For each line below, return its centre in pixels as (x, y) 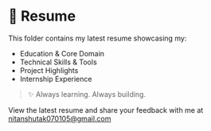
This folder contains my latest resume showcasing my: (98, 38)
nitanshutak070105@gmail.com (60, 118)
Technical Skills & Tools (58, 62)
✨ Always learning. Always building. (86, 94)
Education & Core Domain (62, 53)
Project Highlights (49, 70)
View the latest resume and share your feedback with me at (106, 110)
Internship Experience (56, 79)
